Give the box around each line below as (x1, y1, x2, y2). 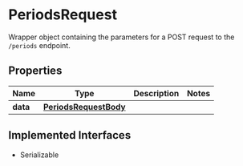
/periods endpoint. (8, 40, 71, 50)
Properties (8, 64, 63, 78)
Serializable (19, 150, 59, 160)
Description (133, 87, 180, 99)
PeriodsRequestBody (43, 101, 126, 112)
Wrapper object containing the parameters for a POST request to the (8, 32, 235, 42)
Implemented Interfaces (8, 128, 132, 142)
